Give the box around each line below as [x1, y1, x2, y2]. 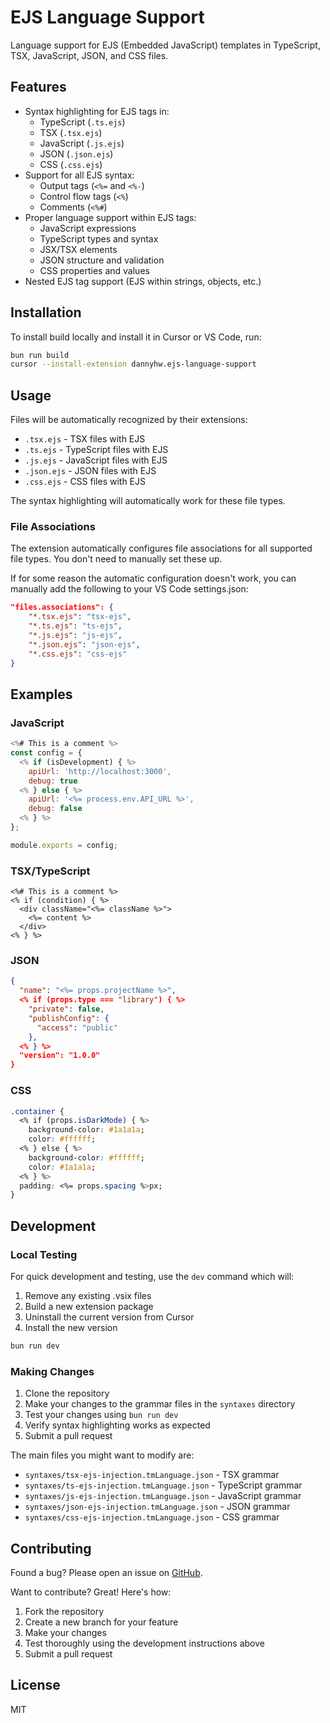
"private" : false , [28, 1004, 105, 1015]
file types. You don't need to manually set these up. [10, 553, 223, 565]
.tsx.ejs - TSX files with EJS [24, 433, 146, 445]
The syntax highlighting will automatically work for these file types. [10, 495, 286, 507]
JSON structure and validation [39, 254, 165, 266]
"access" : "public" [36, 1022, 118, 1033]
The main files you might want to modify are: [10, 1449, 195, 1461]
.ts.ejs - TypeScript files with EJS [24, 444, 169, 456]
